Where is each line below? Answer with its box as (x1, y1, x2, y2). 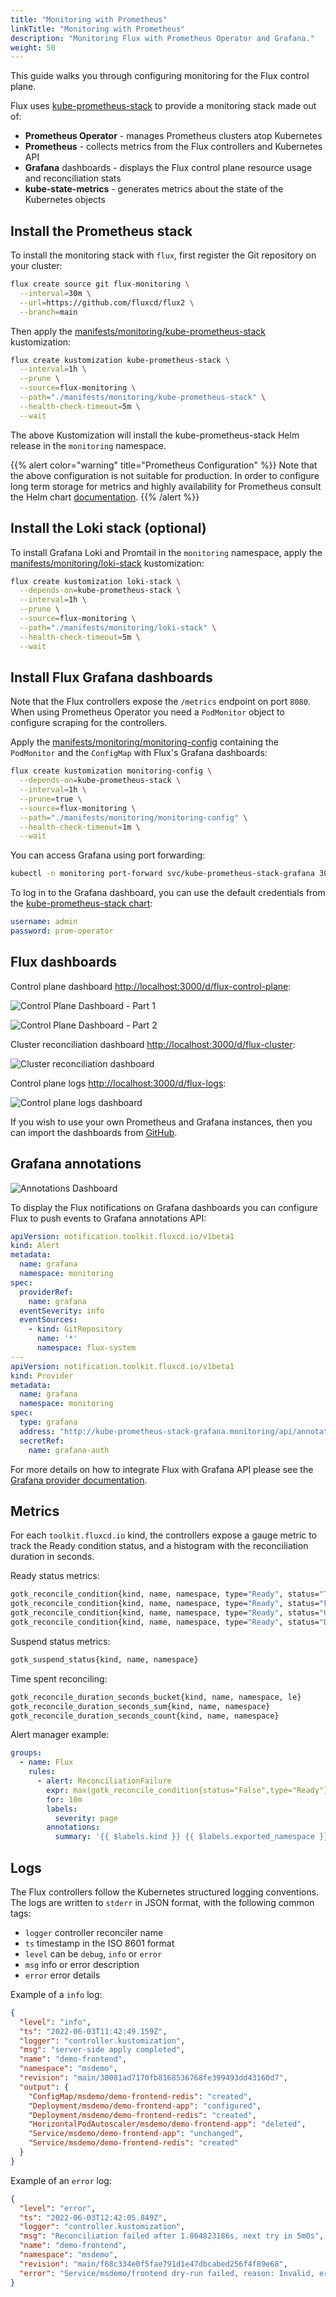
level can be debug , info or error (24, 1947, 163, 1960)
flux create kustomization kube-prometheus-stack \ (10, 355, 230, 365)
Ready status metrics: (10, 1570, 100, 1582)
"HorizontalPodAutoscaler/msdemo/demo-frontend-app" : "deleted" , (28, 2119, 307, 2130)
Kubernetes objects (24, 194, 106, 206)
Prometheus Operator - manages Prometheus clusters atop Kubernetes (24, 130, 323, 142)
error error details (24, 1969, 101, 1981)
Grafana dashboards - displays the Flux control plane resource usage (24, 162, 313, 174)
